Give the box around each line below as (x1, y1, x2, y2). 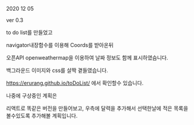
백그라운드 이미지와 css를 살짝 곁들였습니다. (6, 67, 109, 74)
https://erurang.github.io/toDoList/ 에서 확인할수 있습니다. (6, 80, 144, 86)
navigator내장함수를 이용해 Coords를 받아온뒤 (6, 42, 114, 48)
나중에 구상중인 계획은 (6, 92, 58, 99)
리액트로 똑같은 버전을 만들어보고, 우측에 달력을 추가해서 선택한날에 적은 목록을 (6, 105, 189, 112)
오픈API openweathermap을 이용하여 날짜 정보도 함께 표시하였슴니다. (6, 54, 168, 61)
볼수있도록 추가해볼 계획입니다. (6, 112, 78, 119)
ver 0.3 (6, 17, 24, 23)
